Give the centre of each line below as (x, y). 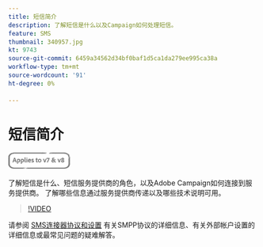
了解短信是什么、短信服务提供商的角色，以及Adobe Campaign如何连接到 (127, 183)
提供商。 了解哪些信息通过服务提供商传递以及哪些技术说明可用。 (120, 193)
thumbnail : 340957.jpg (46, 42)
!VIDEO (39, 209)
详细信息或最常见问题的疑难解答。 (64, 235)
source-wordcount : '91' (48, 75)
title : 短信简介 (32, 17)
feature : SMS (30, 33)
